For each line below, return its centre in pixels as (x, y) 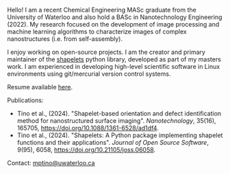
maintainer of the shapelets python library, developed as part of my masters (114, 59)
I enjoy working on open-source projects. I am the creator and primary (106, 52)
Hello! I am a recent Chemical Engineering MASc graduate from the (102, 10)
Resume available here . (40, 87)
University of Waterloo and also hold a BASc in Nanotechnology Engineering (115, 17)
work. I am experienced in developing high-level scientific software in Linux (114, 67)
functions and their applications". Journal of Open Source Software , (113, 142)
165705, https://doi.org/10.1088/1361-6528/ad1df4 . (88, 128)
